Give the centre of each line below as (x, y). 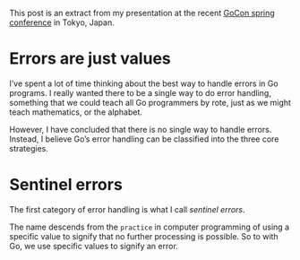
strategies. (29, 148)
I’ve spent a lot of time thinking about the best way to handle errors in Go (144, 83)
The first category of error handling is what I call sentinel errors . (127, 209)
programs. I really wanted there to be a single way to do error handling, (140, 92)
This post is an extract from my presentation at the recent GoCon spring (142, 13)
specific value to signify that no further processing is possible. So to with (144, 236)
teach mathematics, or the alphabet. (76, 112)
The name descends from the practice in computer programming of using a (149, 227)
